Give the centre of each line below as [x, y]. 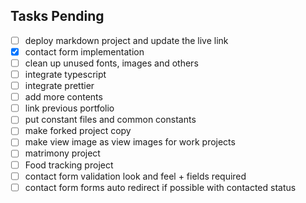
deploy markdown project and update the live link [126, 40]
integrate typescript [65, 74]
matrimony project [62, 153]
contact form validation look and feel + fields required [135, 176]
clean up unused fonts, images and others [111, 63]
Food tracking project [69, 165]
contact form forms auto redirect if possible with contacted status [160, 187]
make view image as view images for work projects [130, 142]
